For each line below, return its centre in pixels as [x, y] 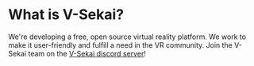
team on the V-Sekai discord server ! [87, 53]
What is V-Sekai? [66, 15]
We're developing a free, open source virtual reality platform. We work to [127, 37]
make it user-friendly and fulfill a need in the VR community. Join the [120, 45]
